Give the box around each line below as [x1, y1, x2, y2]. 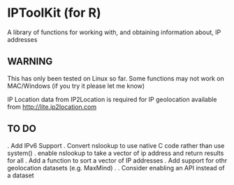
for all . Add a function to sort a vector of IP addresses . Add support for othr [7, 156, 228, 165]
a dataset [7, 171, 34, 179]
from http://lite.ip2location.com [7, 103, 96, 111]
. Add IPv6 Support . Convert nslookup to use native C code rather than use [7, 141, 225, 149]
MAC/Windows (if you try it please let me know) [7, 82, 145, 90]
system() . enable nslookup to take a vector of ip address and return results [7, 149, 224, 157]
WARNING [7, 56, 53, 68]
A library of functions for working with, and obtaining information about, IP [7, 28, 221, 36]
